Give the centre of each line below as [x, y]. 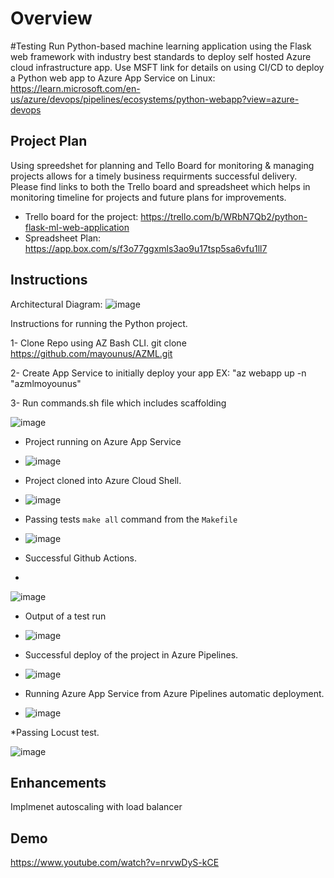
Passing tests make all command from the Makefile [131, 519]
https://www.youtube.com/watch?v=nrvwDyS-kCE [115, 863]
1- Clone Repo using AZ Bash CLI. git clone [98, 343]
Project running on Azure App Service [103, 441]
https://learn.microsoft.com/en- [75, 88]
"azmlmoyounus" [46, 383]
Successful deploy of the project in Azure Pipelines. [131, 654]
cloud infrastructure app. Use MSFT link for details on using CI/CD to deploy [167, 67]
